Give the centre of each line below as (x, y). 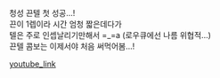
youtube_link (33, 64)
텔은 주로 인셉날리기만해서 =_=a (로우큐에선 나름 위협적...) (110, 35)
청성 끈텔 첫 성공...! (42, 13)
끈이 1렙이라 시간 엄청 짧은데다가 (65, 24)
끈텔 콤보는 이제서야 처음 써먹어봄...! (72, 46)
